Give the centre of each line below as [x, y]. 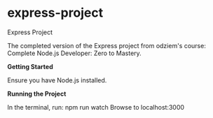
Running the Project [37, 94]
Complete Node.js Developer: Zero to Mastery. [74, 53]
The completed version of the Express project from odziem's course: [107, 45]
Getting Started [30, 66]
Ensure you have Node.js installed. [57, 80]
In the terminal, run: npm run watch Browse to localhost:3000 [96, 107]
